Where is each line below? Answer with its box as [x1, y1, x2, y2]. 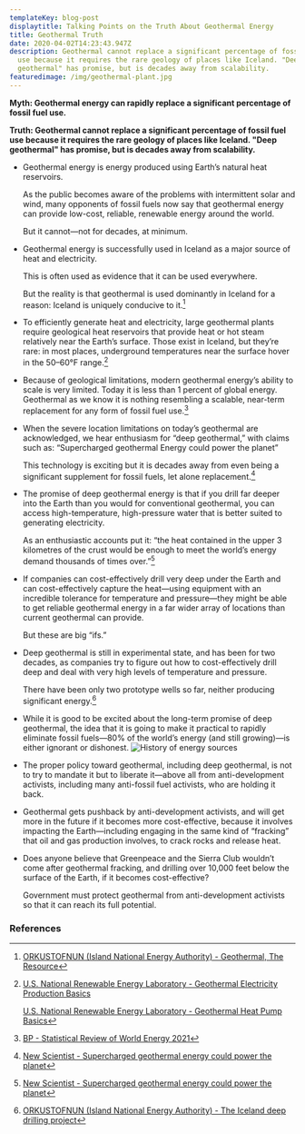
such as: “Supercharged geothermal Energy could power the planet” [22, 442, 279, 453]
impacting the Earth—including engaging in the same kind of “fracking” [22, 825, 290, 836]
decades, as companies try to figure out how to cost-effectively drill [22, 657, 277, 668]
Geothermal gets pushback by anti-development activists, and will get [22, 806, 285, 817]
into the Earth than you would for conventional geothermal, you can [22, 498, 275, 509]
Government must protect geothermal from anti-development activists [22, 890, 286, 900]
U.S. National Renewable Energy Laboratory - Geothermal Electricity [22, 978, 279, 989]
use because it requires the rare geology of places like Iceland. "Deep [9, 134, 278, 145]
